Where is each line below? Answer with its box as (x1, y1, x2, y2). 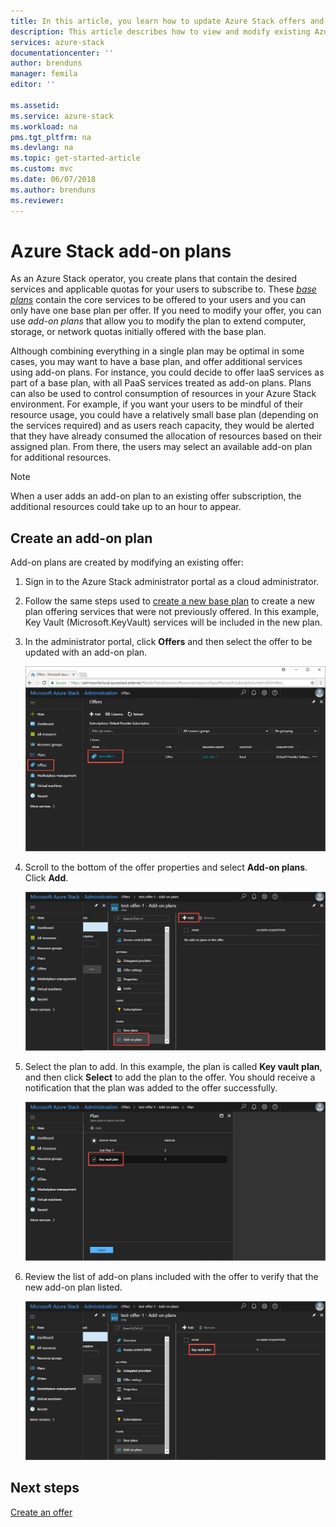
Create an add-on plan (10, 530, 153, 547)
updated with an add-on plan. (24, 646, 148, 659)
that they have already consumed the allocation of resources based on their (10, 430, 323, 442)
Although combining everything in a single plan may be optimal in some (10, 345, 305, 357)
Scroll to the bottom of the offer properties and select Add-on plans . (24, 861, 308, 873)
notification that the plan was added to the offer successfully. (24, 1082, 278, 1094)
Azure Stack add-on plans (10, 240, 232, 262)
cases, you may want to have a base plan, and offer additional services (10, 356, 303, 368)
